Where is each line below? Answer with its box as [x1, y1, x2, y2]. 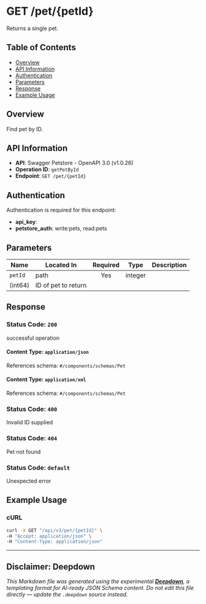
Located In [45, 261, 77, 269]
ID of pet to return [35, 281, 87, 289]
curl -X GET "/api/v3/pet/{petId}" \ [6, 527, 103, 533]
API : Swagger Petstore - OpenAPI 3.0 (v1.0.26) [15, 159, 134, 167]
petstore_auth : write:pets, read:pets [15, 225, 107, 232]
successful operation [6, 334, 60, 342]
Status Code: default [6, 463, 71, 472]
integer [125, 271, 146, 280]
